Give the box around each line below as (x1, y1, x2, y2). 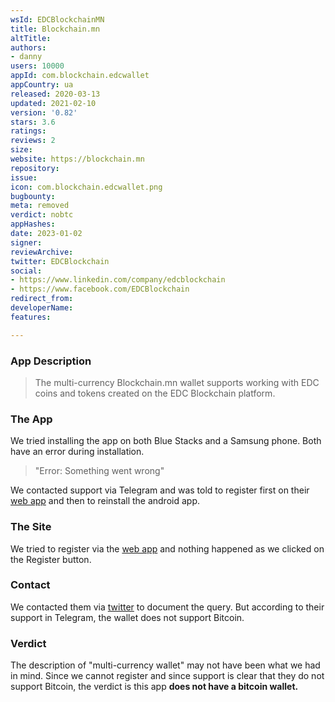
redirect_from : (10, 294, 74, 304)
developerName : (10, 303, 74, 313)
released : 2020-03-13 (10, 89, 101, 99)
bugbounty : (10, 191, 56, 201)
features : (10, 312, 52, 322)
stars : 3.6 (10, 117, 56, 127)
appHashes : (10, 219, 56, 230)
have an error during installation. (10, 446, 145, 458)
